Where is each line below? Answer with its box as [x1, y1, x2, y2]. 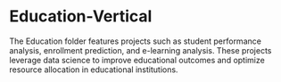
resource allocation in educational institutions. [9, 64, 178, 75]
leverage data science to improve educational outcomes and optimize [9, 54, 265, 65]
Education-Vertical [9, 6, 153, 27]
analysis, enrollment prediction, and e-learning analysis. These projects [9, 45, 272, 55]
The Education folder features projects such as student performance [9, 36, 261, 46]
